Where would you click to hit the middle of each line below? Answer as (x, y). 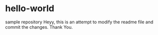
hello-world (30, 9)
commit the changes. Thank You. (39, 27)
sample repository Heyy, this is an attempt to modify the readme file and (79, 22)
